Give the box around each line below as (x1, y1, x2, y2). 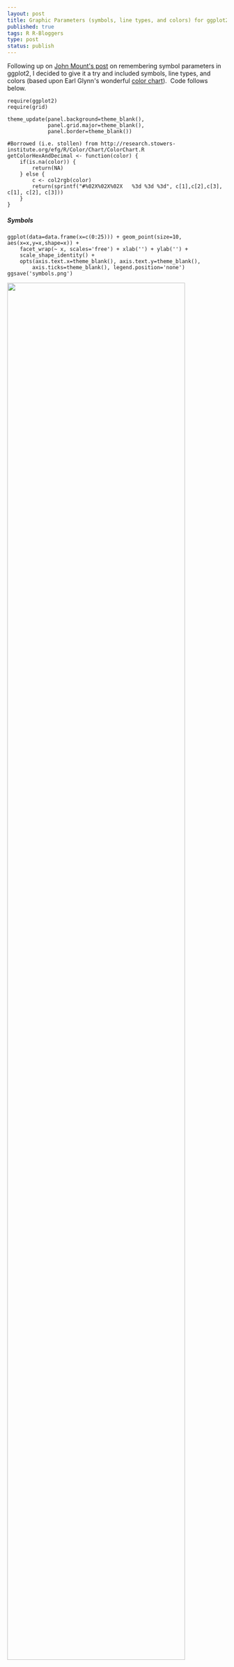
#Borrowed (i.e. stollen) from (7, 140, 98, 147)
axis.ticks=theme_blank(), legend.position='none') (32, 264, 186, 271)
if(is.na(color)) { (19, 158, 77, 165)
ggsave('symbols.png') (7, 270, 73, 277)
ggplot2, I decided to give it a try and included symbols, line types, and (7, 69, 211, 77)
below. (7, 84, 26, 92)
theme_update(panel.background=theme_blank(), (7, 116, 145, 123)
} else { (19, 171, 45, 178)
